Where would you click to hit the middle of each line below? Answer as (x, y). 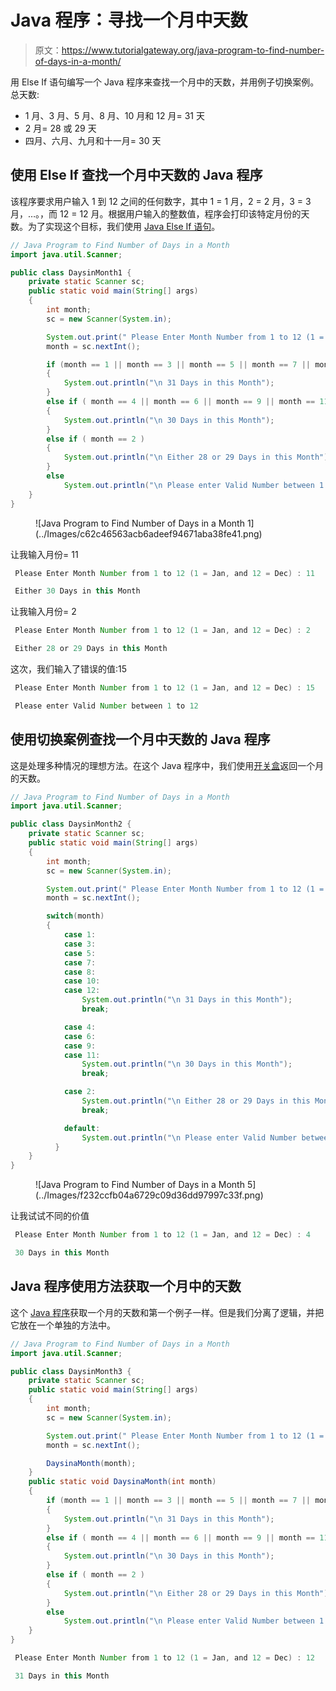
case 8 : (80, 972)
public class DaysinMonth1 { (71, 272)
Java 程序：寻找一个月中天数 (129, 20)
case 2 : (80, 1092)
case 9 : (80, 1046)
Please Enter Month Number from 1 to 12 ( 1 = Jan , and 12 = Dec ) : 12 (165, 1658)
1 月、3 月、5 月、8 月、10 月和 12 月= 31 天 (114, 115)
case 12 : (82, 991)
